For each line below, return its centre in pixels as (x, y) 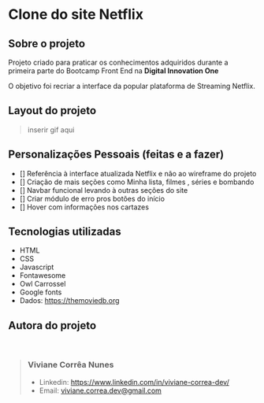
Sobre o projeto (46, 44)
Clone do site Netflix (76, 15)
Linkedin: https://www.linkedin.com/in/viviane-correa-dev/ (134, 382)
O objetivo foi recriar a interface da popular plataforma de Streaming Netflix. (132, 86)
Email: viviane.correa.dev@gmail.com (100, 390)
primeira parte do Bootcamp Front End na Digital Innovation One (113, 71)
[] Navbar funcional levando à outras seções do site (104, 190)
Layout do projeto (52, 111)
